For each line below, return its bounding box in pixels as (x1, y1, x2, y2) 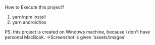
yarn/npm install (12, 14, 46, 19)
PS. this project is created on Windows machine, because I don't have (5, 29, 150, 34)
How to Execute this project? (5, 4, 65, 10)
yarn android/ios (12, 19, 46, 25)
